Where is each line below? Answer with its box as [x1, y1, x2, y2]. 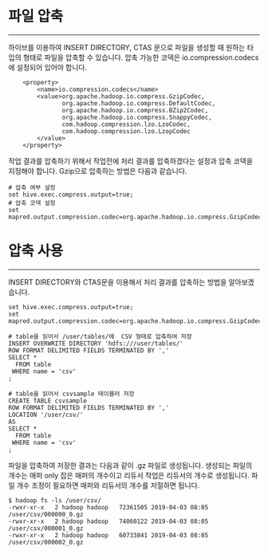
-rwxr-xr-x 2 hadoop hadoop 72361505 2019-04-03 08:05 [8, 503, 209, 511]
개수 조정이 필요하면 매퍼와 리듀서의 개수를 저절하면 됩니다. [16, 480, 200, 490]
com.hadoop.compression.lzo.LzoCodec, [61, 120, 191, 128]
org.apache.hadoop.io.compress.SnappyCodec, [61, 113, 213, 121]
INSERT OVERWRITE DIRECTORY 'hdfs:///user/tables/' [8, 340, 183, 348]
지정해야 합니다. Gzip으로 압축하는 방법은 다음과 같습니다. [8, 166, 187, 175]
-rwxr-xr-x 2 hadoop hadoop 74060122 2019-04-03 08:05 [8, 517, 209, 525]
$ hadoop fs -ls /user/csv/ [8, 496, 102, 505]
